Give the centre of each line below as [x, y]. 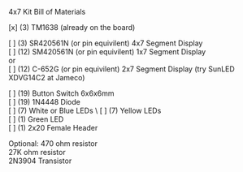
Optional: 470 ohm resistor [53, 144]
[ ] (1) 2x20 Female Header [53, 128]
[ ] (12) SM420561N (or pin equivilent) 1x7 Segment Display [107, 52]
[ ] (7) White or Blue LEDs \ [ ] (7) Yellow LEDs [85, 110]
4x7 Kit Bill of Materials [47, 12]
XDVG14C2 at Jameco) [47, 77]
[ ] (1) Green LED [36, 119]
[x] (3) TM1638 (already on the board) [72, 27]
